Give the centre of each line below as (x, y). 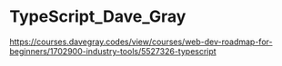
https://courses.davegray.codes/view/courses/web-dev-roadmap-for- (141, 42)
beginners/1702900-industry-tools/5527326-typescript (113, 51)
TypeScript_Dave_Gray (98, 17)
